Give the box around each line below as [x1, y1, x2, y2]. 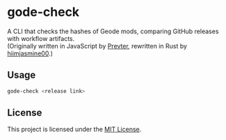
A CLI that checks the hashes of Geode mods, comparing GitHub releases [7, 27, 219, 35]
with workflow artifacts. [7, 34, 75, 42]
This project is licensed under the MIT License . [7, 125, 142, 134]
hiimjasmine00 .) [7, 49, 54, 58]
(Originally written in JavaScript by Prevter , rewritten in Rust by [7, 42, 188, 50]
